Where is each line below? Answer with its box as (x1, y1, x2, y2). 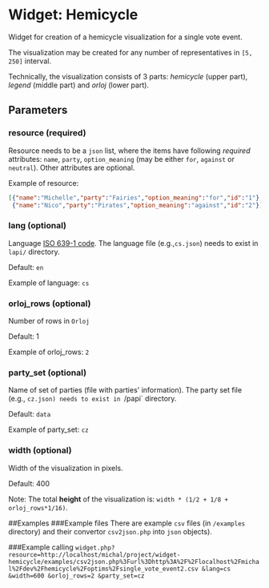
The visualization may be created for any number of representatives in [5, (8, 47, 253, 57)
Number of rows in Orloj (8, 316, 90, 325)
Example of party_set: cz (8, 425, 90, 434)
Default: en (8, 262, 44, 272)
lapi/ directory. (8, 247, 60, 256)
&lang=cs (201, 565, 231, 573)
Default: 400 (8, 478, 50, 488)
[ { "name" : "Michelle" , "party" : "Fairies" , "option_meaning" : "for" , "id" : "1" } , (8, 194, 263, 202)
